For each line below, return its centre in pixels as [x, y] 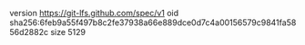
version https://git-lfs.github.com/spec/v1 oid [94, 13]
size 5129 [68, 32]
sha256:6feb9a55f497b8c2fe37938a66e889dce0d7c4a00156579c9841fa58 [153, 22]
